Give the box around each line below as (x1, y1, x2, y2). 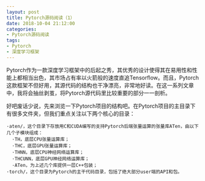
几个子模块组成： (6, 130, 43, 136)
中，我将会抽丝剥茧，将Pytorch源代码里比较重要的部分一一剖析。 (6, 89, 171, 97)
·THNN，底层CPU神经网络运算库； (12, 149, 84, 155)
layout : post (6, 9, 40, 15)
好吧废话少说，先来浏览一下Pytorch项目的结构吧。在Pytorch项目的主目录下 (6, 102, 196, 109)
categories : (6, 26, 37, 32)
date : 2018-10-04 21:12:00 (6, 20, 75, 26)
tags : (6, 37, 20, 43)
